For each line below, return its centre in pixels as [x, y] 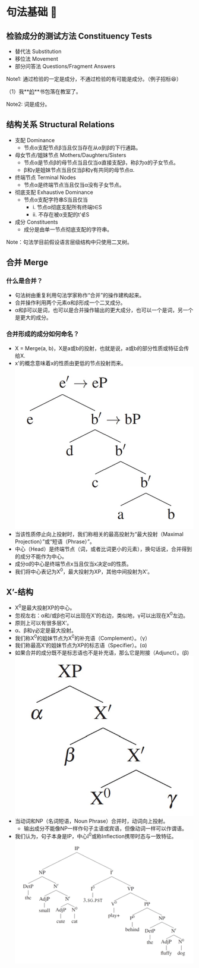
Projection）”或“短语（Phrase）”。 [55, 541]
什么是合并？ [25, 281]
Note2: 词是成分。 [28, 104]
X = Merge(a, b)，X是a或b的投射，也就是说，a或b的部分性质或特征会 [99, 348]
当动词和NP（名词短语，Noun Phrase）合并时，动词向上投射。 [91, 821]
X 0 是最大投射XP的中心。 [45, 607]
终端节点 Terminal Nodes [45, 177]
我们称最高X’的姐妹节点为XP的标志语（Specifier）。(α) [81, 645]
